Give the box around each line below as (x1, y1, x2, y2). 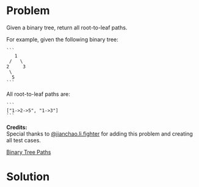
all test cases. (6, 136, 42, 144)
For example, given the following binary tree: (6, 35, 119, 43)
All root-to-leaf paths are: (6, 90, 70, 98)
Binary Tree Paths (6, 148, 51, 156)
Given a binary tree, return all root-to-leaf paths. (6, 24, 128, 31)
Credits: (6, 123, 27, 131)
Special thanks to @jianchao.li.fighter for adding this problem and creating (6, 130, 194, 137)
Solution (6, 170, 50, 184)
